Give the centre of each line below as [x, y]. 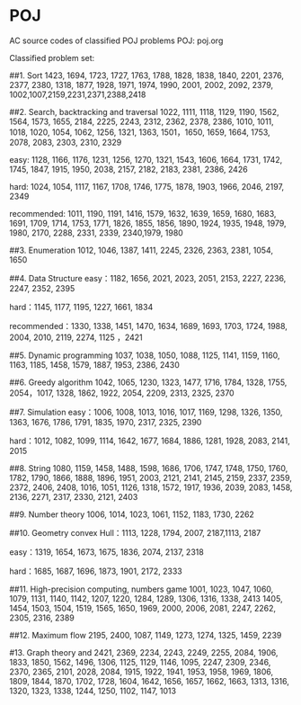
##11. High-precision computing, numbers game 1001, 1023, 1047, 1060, [142, 589]
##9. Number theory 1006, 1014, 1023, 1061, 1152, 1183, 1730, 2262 [132, 514]
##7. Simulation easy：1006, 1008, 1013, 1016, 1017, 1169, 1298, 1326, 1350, [146, 412]
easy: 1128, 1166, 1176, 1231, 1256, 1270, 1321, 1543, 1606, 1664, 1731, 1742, [146, 159]
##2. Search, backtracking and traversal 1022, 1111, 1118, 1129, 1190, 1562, [144, 112]
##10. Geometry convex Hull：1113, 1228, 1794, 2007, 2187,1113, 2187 [135, 532]
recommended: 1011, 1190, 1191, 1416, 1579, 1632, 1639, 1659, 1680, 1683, [143, 213]
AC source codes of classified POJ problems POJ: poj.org [116, 40]
